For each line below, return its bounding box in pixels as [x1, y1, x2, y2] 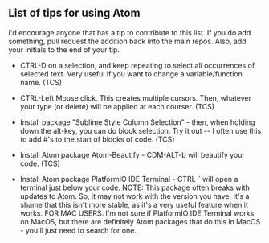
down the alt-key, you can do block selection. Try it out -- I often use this [19, 126, 262, 135]
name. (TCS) [19, 77, 63, 87]
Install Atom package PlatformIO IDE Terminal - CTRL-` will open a [19, 174, 238, 183]
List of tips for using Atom [8, 6, 141, 20]
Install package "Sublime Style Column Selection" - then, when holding [19, 117, 255, 127]
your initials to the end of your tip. [8, 44, 120, 55]
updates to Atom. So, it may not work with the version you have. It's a [19, 191, 250, 200]
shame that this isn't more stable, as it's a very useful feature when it [19, 200, 249, 209]
